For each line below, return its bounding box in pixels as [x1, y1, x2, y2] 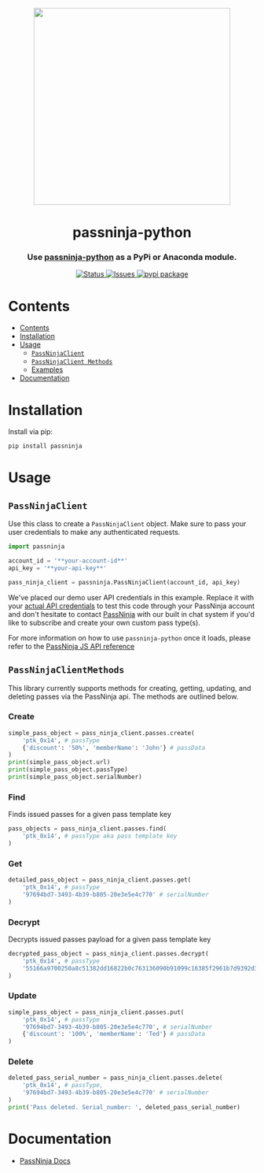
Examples [31, 365, 64, 374]
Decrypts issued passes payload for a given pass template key [8, 934, 211, 944]
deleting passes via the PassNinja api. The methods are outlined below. [8, 692, 239, 701]
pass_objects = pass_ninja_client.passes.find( [8, 825, 167, 833]
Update [8, 990, 37, 1001]
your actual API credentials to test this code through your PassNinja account [8, 601, 255, 611]
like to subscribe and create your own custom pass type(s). [8, 618, 200, 627]
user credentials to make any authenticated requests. [8, 528, 181, 537]
